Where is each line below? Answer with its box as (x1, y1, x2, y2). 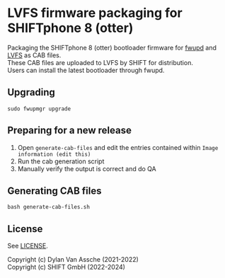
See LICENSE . (7, 242, 48, 250)
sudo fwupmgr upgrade (7, 105, 71, 112)
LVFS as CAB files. (7, 51, 62, 59)
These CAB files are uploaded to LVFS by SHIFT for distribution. (7, 58, 193, 66)
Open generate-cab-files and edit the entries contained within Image (17, 143, 219, 151)
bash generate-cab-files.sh (7, 204, 91, 211)
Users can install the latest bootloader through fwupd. (7, 66, 165, 74)
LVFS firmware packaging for (7, 5, 183, 21)
